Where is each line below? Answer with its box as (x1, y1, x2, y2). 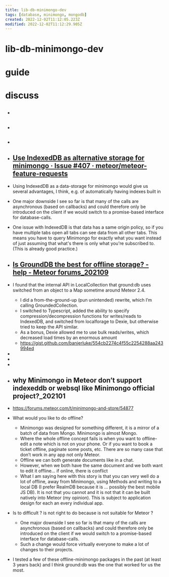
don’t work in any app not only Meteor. (20, 451, 101, 458)
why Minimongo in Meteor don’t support (12, 376, 142, 385)
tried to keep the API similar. (20, 323, 79, 329)
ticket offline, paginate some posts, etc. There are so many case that (20, 446, 163, 452)
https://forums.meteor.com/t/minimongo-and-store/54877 (12, 405, 134, 411)
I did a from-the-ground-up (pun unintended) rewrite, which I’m (20, 297, 152, 303)
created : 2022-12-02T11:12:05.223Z (5, 17, 80, 22)
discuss (5, 90, 39, 101)
